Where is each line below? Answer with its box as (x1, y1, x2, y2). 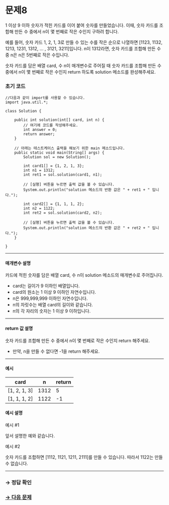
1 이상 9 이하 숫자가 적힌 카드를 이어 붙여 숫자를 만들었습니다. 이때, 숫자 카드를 (5, 22, 158, 28)
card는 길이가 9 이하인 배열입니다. (12, 283, 80, 289)
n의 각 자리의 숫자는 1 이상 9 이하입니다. (12, 308, 91, 314)
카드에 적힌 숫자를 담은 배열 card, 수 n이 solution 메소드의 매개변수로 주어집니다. (5, 272, 163, 278)
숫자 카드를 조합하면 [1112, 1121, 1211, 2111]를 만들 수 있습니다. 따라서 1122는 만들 (5, 454, 163, 460)
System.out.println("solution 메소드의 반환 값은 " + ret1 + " (23, 187, 150, 193)
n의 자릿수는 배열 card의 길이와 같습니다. (12, 302, 93, 308)
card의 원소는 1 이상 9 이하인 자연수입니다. (12, 289, 97, 295)
